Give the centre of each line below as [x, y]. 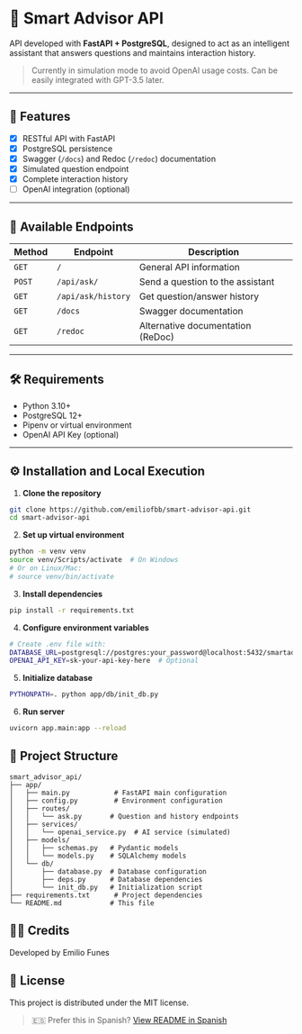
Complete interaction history [75, 179]
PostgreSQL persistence [67, 149]
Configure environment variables [86, 627]
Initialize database [57, 678]
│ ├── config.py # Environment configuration [116, 801]
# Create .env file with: [58, 644]
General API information [190, 267]
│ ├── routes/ [40, 808]
